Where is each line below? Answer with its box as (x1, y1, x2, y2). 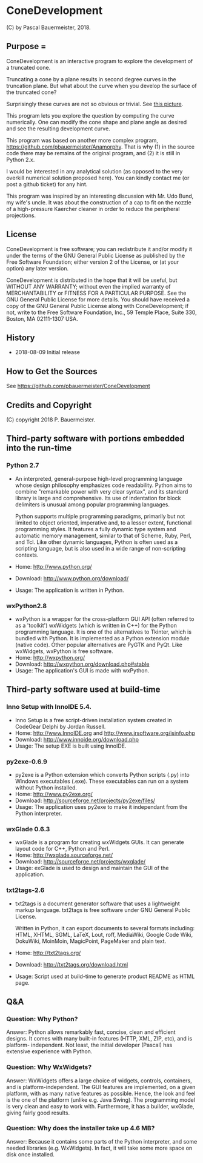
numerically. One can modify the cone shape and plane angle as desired (6, 118, 187, 126)
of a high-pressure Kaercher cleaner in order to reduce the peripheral (6, 205, 180, 212)
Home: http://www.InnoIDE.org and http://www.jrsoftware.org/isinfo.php (15, 729, 196, 737)
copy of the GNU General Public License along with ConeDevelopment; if (6, 302, 189, 309)
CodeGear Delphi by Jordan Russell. (15, 723, 106, 730)
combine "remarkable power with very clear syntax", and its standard (15, 488, 188, 495)
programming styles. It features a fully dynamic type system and (15, 525, 176, 532)
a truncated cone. (6, 64, 51, 71)
